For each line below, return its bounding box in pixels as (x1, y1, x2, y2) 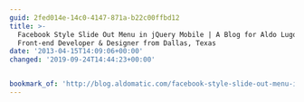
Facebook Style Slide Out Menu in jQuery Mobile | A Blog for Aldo (17, 30, 278, 39)
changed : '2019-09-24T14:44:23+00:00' (9, 55, 156, 64)
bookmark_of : (9, 79, 59, 88)
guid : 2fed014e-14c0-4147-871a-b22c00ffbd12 (9, 13, 180, 23)
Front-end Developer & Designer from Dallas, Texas (17, 38, 217, 48)
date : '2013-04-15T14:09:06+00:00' (9, 47, 144, 56)
